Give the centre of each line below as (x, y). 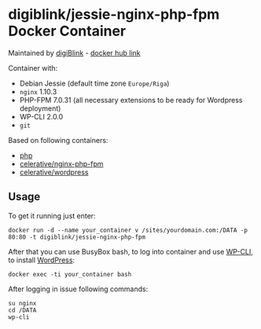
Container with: (33, 68)
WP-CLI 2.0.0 (41, 116)
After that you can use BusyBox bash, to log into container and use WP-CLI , (131, 251)
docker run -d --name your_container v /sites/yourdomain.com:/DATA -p (128, 230)
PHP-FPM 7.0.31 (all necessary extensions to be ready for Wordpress (131, 100)
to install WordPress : (42, 260)
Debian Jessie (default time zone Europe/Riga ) (94, 83)
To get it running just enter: (52, 216)
